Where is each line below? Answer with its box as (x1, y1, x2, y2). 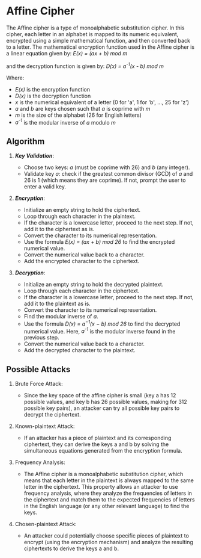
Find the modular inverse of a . (23, 313, 99, 320)
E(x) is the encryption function (14, 85, 90, 93)
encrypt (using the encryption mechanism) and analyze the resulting (23, 539, 194, 546)
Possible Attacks (6, 364, 71, 374)
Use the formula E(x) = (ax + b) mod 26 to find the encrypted (23, 238, 175, 246)
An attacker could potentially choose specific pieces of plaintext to (23, 532, 189, 539)
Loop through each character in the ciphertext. (23, 287, 140, 294)
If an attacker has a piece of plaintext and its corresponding (23, 435, 172, 442)
